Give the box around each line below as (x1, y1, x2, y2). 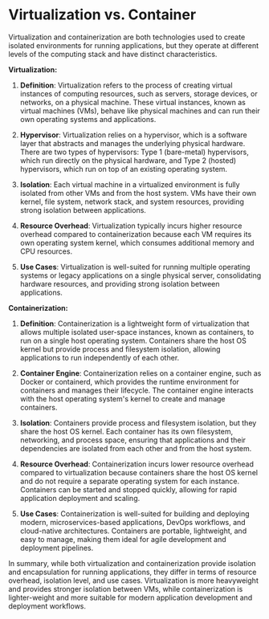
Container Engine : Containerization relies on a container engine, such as (19, 368, 262, 378)
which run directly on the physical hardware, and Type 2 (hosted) (19, 155, 237, 165)
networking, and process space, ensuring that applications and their (19, 435, 247, 445)
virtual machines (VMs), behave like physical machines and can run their (19, 106, 261, 116)
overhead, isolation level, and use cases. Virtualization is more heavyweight (8, 576, 259, 585)
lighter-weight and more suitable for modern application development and (8, 593, 253, 602)
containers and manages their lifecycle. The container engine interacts (19, 385, 255, 395)
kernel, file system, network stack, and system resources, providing (19, 197, 245, 206)
